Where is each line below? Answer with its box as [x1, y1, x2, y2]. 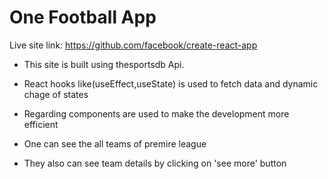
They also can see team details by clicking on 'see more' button [23, 157, 287, 169]
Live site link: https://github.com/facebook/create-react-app [9, 39, 258, 51]
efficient [23, 118, 59, 130]
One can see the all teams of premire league [23, 137, 207, 150]
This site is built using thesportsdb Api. [23, 58, 185, 70]
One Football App [9, 6, 157, 29]
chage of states [23, 88, 89, 100]
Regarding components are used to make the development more [23, 107, 290, 120]
